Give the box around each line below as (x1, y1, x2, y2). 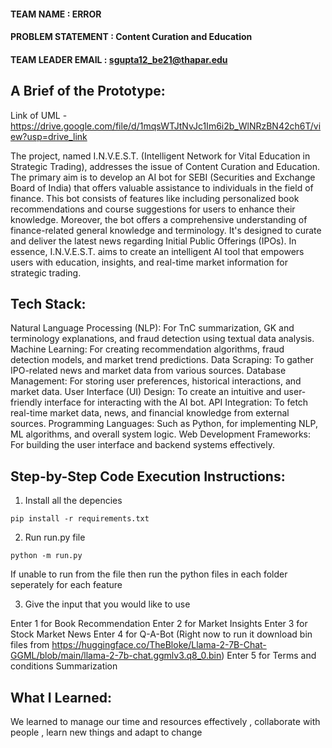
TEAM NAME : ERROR (10, 8, 102, 20)
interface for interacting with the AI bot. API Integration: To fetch (44, 396, 309, 409)
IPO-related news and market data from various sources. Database (10, 365, 287, 377)
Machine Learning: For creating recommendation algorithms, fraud (10, 343, 285, 355)
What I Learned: (10, 689, 112, 706)
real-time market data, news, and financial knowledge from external (10, 407, 290, 419)
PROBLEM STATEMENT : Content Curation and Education (10, 31, 253, 43)
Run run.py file (24, 531, 86, 544)
